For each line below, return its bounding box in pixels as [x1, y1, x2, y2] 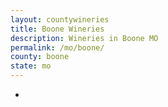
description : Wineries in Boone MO [10, 33, 159, 43]
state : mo [10, 61, 52, 71]
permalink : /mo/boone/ [10, 42, 105, 53]
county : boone [10, 52, 70, 62]
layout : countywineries [10, 14, 110, 25]
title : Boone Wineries [10, 24, 105, 34]
